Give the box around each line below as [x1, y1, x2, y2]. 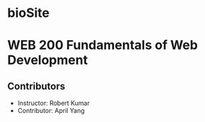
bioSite [7, 5, 49, 21]
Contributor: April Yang [17, 106, 85, 115]
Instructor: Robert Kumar [17, 99, 90, 107]
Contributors [7, 80, 66, 92]
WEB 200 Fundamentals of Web [7, 37, 198, 54]
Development [7, 52, 88, 68]
